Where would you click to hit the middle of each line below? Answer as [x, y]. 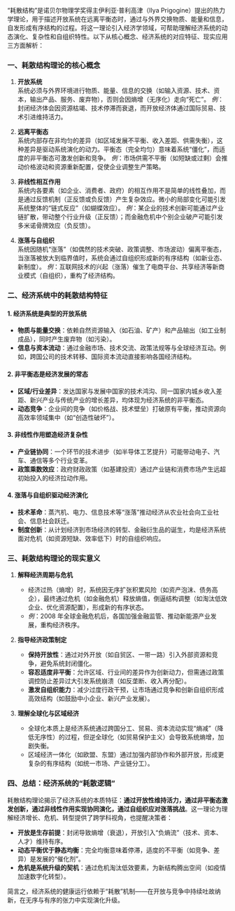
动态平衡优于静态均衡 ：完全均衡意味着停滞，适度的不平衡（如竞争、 [115, 850]
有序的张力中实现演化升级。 [84, 900]
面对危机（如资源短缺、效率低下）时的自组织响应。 [91, 539]
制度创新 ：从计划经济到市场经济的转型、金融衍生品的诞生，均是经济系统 [121, 530]
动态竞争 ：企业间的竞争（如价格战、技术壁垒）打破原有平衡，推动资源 [119, 408]
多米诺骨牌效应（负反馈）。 [56, 226]
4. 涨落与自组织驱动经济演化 [48, 495]
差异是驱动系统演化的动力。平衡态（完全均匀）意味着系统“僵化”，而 [121, 149]
